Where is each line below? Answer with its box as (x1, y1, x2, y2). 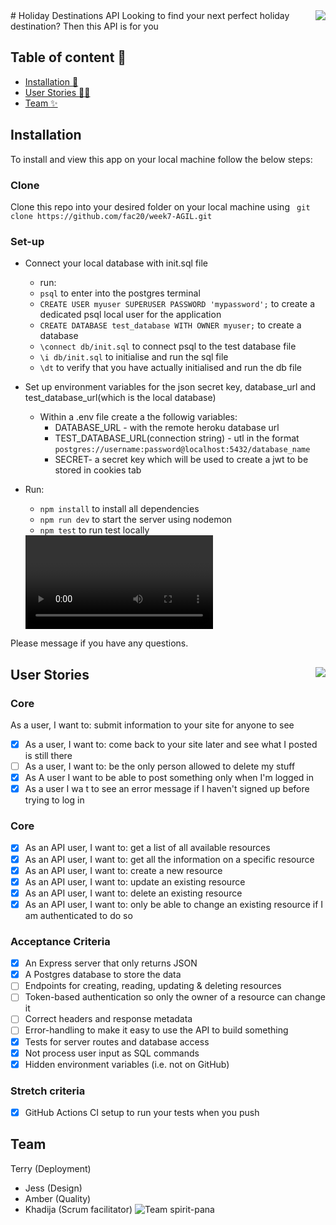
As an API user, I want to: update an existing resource (24, 875, 246, 888)
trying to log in (24, 794, 85, 806)
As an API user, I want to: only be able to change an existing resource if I (24, 898, 324, 910)
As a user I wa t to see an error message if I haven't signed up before (24, 783, 310, 795)
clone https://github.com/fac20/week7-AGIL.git (10, 211, 213, 221)
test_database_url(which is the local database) (24, 392, 217, 404)
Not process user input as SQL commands (24, 1047, 200, 1059)
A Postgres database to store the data (24, 969, 182, 981)
